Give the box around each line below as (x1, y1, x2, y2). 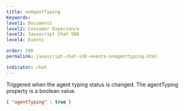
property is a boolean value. (6, 87, 77, 94)
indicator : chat (6, 64, 47, 70)
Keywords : (6, 14, 31, 21)
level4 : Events (6, 37, 45, 43)
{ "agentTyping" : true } (6, 99, 71, 105)
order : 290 (6, 48, 34, 54)
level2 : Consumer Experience (6, 25, 80, 32)
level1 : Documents (6, 20, 52, 26)
